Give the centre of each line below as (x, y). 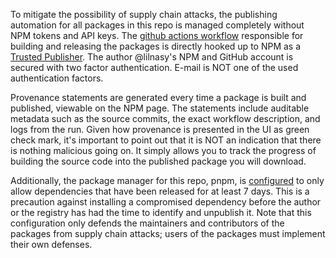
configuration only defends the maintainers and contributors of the (147, 223)
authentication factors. (57, 78)
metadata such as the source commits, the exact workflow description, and (165, 118)
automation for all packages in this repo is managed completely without (157, 25)
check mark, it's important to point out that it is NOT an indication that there (166, 140)
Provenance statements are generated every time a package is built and (158, 97)
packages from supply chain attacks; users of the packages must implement (168, 233)
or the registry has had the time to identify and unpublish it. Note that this (161, 212)
